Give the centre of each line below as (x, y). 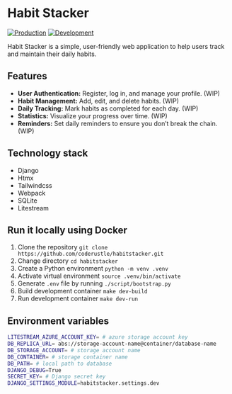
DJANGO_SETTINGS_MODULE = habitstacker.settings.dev (83, 383)
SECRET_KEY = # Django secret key (57, 377)
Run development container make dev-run (78, 298)
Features (27, 76)
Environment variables (58, 321)
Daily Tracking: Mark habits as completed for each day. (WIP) (108, 108)
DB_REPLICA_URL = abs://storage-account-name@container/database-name (112, 344)
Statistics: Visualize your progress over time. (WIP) (92, 116)
